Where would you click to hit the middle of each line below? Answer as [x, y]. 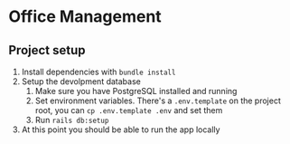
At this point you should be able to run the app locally [121, 130]
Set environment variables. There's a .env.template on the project [158, 101]
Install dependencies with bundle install [98, 72]
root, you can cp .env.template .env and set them [129, 110]
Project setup [47, 50]
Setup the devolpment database [81, 82]
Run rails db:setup [72, 120]
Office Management [85, 17]
